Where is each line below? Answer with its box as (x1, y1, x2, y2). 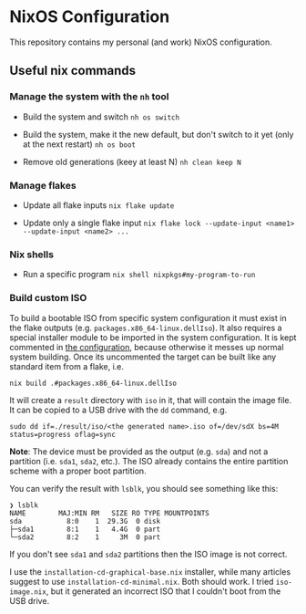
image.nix (9, 587, 47, 597)
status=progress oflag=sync (9, 430, 117, 439)
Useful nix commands (9, 63, 137, 78)
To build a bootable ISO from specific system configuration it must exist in (9, 312, 287, 323)
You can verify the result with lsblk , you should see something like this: (9, 483, 279, 494)
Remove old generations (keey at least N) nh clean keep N (22, 156, 241, 167)
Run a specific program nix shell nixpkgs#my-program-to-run (22, 269, 256, 280)
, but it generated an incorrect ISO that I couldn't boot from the (46, 586, 281, 597)
